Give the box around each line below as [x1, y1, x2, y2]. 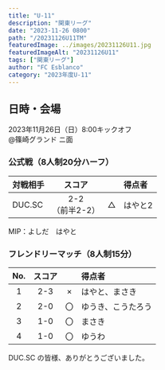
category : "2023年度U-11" [8, 71, 92, 79]
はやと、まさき [81, 286, 137, 298]
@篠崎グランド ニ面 [8, 134, 73, 144]
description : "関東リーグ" [8, 19, 92, 27]
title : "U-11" [8, 11, 56, 20]
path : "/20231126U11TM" [8, 33, 88, 42]
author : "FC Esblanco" [8, 64, 84, 72]
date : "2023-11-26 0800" [8, 26, 91, 34]
